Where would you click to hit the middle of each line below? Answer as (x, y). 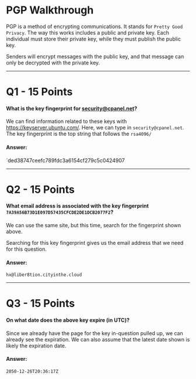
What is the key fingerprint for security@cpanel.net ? (72, 108)
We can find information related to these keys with (66, 121)
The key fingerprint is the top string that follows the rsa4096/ (79, 134)
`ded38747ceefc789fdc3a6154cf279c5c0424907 (66, 160)
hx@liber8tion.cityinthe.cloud (44, 275)
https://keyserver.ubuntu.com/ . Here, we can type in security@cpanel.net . (95, 128)
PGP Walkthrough (50, 10)
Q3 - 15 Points (41, 304)
